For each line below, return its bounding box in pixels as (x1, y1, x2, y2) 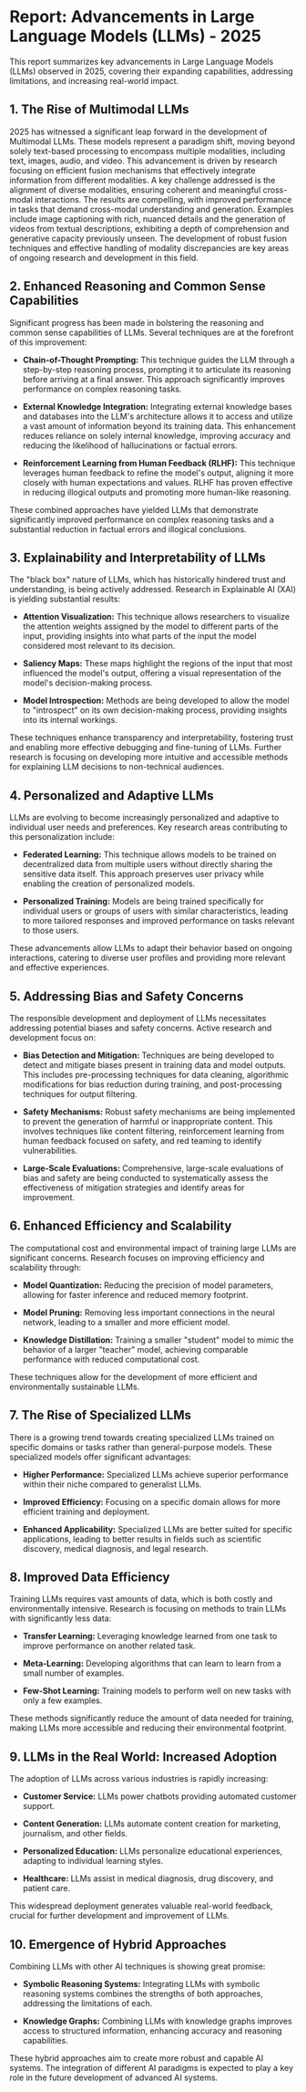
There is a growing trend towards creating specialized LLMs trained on (9, 1431, 275, 1443)
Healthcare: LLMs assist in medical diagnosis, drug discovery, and (22, 1873, 274, 1884)
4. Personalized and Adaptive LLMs (9, 788, 214, 803)
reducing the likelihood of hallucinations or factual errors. (22, 440, 239, 451)
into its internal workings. (22, 715, 118, 726)
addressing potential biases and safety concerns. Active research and (9, 1022, 272, 1033)
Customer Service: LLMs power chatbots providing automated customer (22, 1791, 297, 1802)
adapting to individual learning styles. (22, 1856, 164, 1867)
